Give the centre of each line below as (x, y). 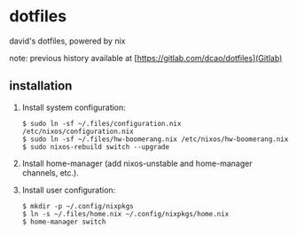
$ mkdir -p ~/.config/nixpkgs (78, 206)
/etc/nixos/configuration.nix (78, 131)
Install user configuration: (69, 190)
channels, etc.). (51, 172)
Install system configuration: (74, 107)
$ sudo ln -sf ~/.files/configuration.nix (102, 123)
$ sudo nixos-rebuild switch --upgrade (96, 147)
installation (41, 86)
